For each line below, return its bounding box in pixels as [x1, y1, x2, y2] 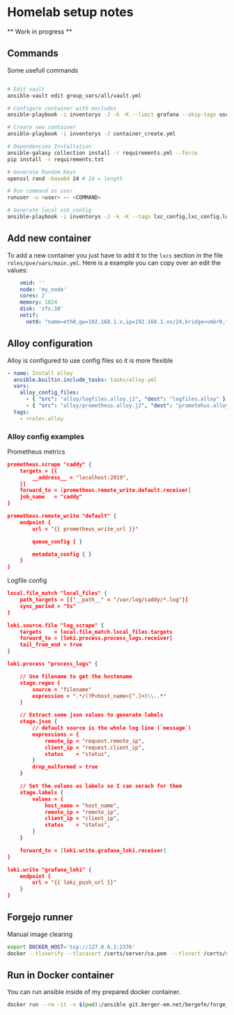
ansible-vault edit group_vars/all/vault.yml [7, 92, 141, 99]
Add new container [7, 232, 92, 244]
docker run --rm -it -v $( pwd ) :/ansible [7, 1001, 127, 1009]
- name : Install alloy [7, 369, 73, 377]
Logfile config [7, 577, 47, 585]
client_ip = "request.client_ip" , [44, 744, 145, 751]
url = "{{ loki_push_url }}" [32, 879, 117, 887]
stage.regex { [19, 679, 61, 686]
